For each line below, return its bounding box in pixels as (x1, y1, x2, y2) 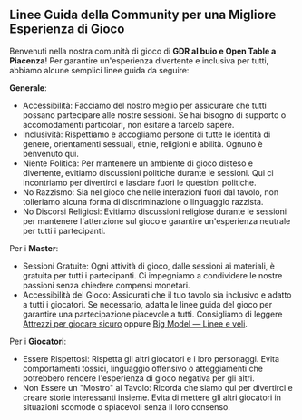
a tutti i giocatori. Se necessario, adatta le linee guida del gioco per (22, 298, 273, 309)
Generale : (9, 82, 47, 93)
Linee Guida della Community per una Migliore (9, 7, 277, 23)
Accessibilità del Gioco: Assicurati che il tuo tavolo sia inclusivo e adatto (22, 289, 292, 300)
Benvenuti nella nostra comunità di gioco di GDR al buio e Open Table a (9, 45, 277, 56)
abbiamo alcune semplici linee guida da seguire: (9, 64, 190, 75)
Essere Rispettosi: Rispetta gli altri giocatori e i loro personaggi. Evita (22, 353, 279, 364)
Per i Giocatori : (9, 336, 67, 347)
